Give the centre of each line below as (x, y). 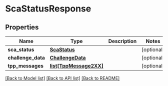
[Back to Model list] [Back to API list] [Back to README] (62, 78)
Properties (22, 27)
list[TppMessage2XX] (76, 66)
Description (122, 41)
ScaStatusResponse (48, 9)
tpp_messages (26, 66)
